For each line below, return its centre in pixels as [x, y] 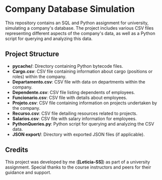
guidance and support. [28, 172]
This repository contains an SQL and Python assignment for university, [77, 23]
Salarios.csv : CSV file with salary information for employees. [74, 118]
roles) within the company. [39, 76]
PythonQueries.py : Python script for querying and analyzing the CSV [83, 124]
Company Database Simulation [70, 9]
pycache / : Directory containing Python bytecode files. [68, 66]
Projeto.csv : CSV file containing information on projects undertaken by [84, 103]
